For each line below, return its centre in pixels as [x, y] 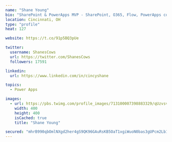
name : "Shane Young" [27, 10]
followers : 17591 [28, 62]
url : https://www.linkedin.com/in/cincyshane [59, 76]
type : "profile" [23, 24]
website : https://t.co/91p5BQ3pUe [42, 38]
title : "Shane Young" [37, 123]
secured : [15, 132]
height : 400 [27, 113]
